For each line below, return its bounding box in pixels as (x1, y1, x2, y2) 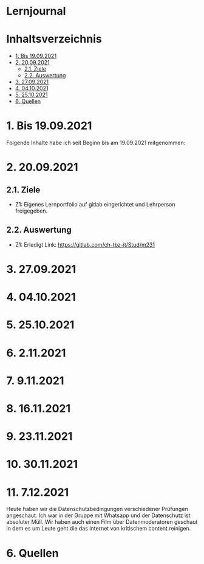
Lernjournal (6, 4, 66, 18)
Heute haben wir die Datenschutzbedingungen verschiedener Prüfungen (6, 506, 188, 513)
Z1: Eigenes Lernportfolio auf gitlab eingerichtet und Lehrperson (15, 201, 175, 208)
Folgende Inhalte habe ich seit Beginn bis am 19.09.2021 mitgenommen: (6, 139, 186, 147)
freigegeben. (15, 207, 48, 214)
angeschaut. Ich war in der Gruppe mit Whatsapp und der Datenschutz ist (6, 512, 191, 519)
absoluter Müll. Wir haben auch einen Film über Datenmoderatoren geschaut (6, 518, 198, 526)
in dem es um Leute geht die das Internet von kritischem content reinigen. (6, 525, 191, 532)
